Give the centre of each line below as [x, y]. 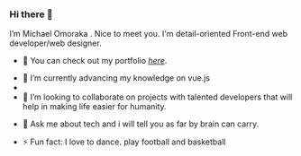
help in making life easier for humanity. [94, 107]
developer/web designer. [55, 43]
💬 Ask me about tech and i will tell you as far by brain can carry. [141, 124]
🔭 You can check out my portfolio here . [95, 61]
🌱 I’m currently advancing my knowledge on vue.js [116, 78]
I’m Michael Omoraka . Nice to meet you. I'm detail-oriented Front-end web [149, 34]
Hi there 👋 [32, 14]
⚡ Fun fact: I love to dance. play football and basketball [124, 142]
